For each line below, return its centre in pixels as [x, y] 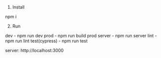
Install [18, 7]
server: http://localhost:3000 [35, 50]
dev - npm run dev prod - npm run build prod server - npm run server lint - [81, 36]
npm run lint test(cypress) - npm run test [46, 41]
